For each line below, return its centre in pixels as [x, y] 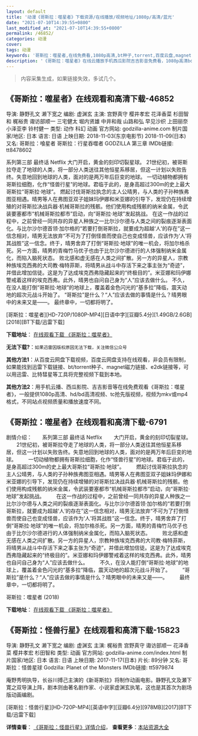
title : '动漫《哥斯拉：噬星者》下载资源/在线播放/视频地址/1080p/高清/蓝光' [90, 17]
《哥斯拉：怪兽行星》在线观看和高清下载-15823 [93, 630]
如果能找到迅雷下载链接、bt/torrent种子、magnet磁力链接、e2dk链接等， [95, 367]
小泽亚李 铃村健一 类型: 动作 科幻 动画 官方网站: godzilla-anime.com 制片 [94, 129]
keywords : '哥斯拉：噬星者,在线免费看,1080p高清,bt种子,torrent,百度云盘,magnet [99, 55]
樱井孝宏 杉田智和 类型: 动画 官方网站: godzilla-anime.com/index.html [97, 652]
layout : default [26, 11]
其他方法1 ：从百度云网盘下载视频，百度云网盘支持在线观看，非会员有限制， [98, 359]
